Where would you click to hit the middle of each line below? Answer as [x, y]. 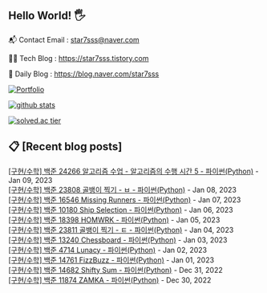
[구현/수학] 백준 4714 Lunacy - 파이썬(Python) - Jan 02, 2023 [107, 250]
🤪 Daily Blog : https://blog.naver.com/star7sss [84, 74]
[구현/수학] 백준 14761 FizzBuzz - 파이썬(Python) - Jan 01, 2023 [111, 260]
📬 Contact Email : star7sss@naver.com [74, 39]
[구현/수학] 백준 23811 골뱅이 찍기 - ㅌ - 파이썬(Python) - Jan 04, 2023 [121, 230]
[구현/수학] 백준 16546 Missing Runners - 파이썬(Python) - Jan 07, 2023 [125, 199]
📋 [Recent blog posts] [65, 146]
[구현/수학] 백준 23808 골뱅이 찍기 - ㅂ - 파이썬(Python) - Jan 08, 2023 [123, 189]
